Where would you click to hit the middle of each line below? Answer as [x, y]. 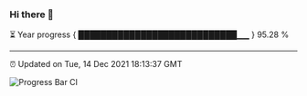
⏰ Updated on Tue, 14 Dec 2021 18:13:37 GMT [96, 64]
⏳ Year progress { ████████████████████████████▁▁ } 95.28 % [149, 34]
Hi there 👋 [32, 14]
